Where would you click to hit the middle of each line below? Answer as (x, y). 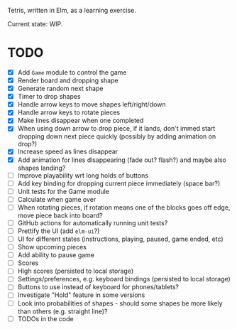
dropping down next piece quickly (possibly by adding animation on (117, 136)
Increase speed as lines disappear (68, 151)
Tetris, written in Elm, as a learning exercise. (72, 10)
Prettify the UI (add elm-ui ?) (59, 231)
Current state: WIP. (35, 24)
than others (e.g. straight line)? (62, 311)
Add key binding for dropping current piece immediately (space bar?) (119, 183)
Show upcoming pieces (52, 247)
